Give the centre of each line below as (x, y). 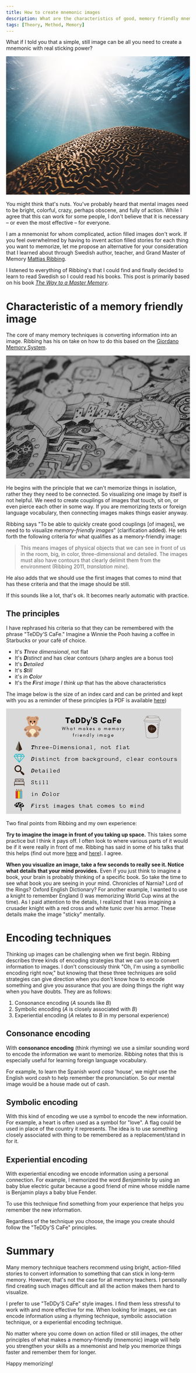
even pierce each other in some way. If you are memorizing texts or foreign (96, 507)
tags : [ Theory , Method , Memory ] (45, 25)
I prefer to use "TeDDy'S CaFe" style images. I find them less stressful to (93, 1304)
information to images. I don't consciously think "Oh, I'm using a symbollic (95, 966)
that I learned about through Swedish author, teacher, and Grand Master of (96, 253)
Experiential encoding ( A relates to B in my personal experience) (92, 1015)
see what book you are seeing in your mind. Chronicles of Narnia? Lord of (95, 883)
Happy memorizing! (30, 1364)
